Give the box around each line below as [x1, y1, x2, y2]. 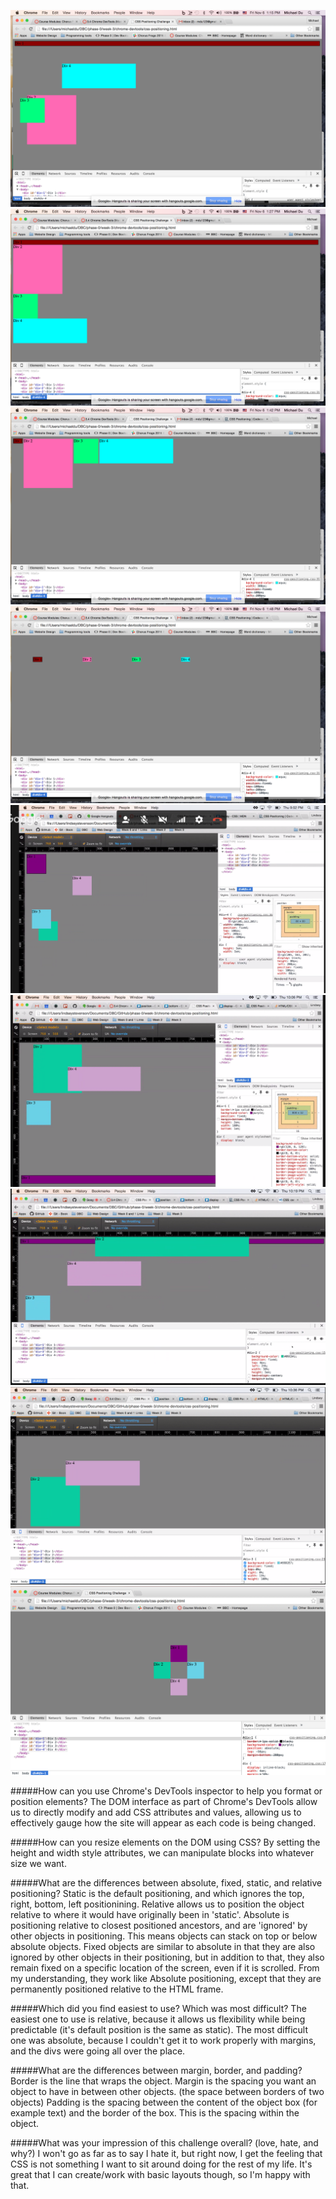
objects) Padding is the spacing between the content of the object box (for [10, 2096, 318, 2109]
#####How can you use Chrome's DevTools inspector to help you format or [10, 1785, 323, 1797]
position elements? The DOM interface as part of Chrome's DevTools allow [10, 1796, 318, 1808]
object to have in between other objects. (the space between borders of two [10, 2086, 325, 2098]
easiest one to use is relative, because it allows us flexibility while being [10, 2013, 306, 2025]
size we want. [10, 1858, 67, 1870]
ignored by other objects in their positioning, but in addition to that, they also [10, 1951, 325, 1964]
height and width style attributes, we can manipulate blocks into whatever [10, 1847, 315, 1859]
